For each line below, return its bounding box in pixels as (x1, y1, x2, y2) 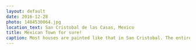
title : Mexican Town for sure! (6, 30, 82, 36)
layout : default (6, 8, 45, 14)
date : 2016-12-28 (6, 14, 48, 20)
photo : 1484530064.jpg (6, 19, 61, 25)
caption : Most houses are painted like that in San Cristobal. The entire (6, 35, 192, 41)
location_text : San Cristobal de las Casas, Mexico (6, 24, 134, 30)
